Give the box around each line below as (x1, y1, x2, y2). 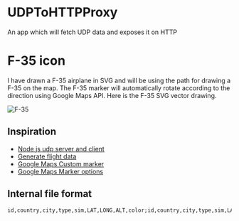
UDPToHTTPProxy (7, 4, 118, 21)
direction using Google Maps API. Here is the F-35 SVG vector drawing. (7, 91, 217, 99)
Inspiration (7, 126, 57, 138)
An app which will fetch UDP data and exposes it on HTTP (7, 28, 178, 36)
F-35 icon (7, 53, 66, 69)
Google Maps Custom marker (17, 159, 105, 168)
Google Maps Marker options (17, 167, 104, 176)
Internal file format (7, 188, 92, 200)
